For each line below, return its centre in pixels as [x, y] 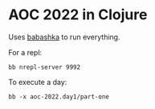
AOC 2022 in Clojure [78, 15]
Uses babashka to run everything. [64, 37]
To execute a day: [38, 82]
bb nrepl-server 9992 [45, 67]
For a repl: [25, 52]
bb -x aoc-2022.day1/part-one [59, 97]
